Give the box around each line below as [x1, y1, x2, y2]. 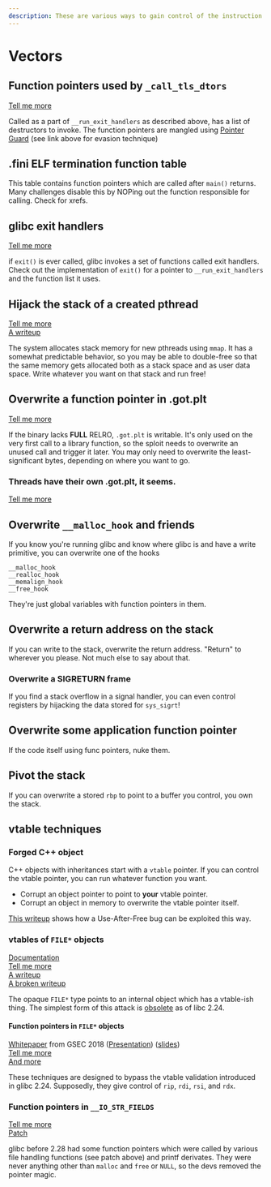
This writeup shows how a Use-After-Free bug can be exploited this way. [8, 914, 252, 923]
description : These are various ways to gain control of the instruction [8, 11, 263, 20]
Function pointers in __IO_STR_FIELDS [8, 1101, 155, 1112]
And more [8, 1056, 42, 1066]
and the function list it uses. [8, 273, 101, 284]
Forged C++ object [8, 847, 84, 858]
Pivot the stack [8, 768, 86, 783]
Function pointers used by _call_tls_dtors [8, 79, 227, 93]
